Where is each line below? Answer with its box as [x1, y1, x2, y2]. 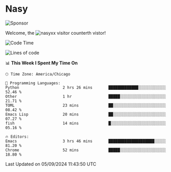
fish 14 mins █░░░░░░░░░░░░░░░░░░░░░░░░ [5, 120, 166, 126]
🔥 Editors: [5, 134, 29, 139]
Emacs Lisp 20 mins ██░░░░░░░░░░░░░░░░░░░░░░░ [5, 112, 166, 117]
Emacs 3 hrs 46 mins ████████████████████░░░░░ [5, 138, 166, 143]
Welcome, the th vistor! [5, 30, 106, 36]
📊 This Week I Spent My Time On [5, 60, 78, 66]
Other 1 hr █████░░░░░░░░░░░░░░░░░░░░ [5, 94, 166, 99]
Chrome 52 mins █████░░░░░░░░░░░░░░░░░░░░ [5, 148, 166, 153]
